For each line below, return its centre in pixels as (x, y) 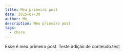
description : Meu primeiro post (38, 23)
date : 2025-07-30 (23, 14)
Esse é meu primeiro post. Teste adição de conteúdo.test (62, 46)
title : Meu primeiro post (31, 10)
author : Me (16, 19)
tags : (10, 28)
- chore (17, 32)
